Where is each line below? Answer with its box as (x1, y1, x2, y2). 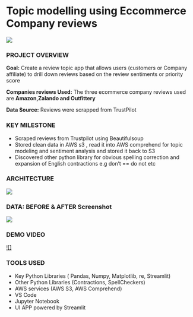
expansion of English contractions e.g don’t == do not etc (14, 160, 156, 167)
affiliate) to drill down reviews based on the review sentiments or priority (6, 71, 183, 78)
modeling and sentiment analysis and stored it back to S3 (14, 147, 156, 154)
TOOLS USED (6, 259, 45, 267)
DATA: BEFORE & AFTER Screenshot (6, 202, 112, 211)
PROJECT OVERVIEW (6, 50, 69, 59)
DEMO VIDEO (6, 230, 46, 239)
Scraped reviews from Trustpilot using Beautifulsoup (14, 135, 144, 142)
